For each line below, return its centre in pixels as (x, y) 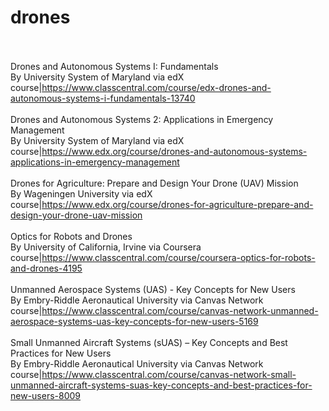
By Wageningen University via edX (81, 193)
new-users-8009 (46, 395)
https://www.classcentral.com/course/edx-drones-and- (156, 87)
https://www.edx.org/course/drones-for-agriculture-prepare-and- (177, 204)
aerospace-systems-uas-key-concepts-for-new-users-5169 (134, 321)
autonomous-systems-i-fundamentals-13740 (103, 98)
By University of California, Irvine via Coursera (106, 247)
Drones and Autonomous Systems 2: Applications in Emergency (142, 119)
